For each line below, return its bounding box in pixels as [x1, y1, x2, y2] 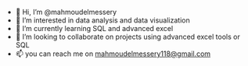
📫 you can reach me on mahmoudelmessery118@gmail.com [15, 49, 211, 58]
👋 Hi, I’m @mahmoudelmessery [15, 8, 117, 16]
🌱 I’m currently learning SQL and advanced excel [15, 24, 174, 33]
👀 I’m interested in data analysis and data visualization [15, 16, 190, 25]
